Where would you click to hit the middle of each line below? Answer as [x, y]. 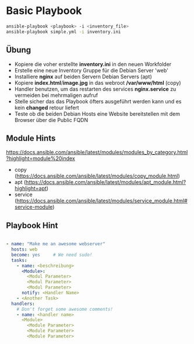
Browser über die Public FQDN [51, 120]
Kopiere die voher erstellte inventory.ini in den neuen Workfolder [93, 64]
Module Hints [31, 138]
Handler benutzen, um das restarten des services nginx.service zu [95, 89]
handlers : [23, 304]
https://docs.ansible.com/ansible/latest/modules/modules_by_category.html [97, 152]
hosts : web [24, 249]
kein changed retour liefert [47, 107]
